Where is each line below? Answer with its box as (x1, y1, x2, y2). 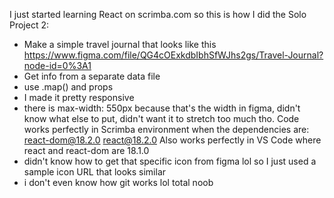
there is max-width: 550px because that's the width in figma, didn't (23, 102, 301, 114)
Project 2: (9, 19, 50, 31)
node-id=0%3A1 (23, 60, 92, 71)
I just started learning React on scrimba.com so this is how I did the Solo (9, 9, 307, 20)
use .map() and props (23, 81, 114, 93)
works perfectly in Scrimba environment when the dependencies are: (23, 124, 310, 135)
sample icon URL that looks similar (23, 166, 167, 178)
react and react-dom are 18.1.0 (23, 145, 150, 156)
